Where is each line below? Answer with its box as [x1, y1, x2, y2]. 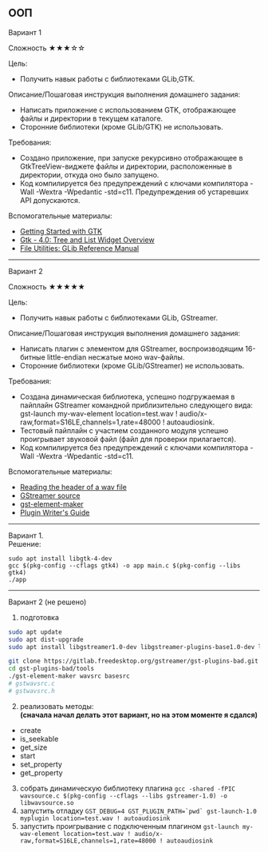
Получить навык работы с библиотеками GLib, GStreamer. [19, 313, 219, 322]
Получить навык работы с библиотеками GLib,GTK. [19, 74, 195, 83]
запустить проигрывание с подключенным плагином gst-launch [19, 821, 239, 830]
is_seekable [19, 734, 59, 743]
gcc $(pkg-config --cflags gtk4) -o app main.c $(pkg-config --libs [8, 561, 241, 570]
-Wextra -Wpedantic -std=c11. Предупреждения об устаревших [35, 187, 249, 197]
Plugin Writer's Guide [19, 508, 90, 517]
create [19, 725, 41, 735]
